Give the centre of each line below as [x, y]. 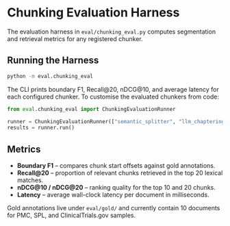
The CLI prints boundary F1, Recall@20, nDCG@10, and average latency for [113, 89]
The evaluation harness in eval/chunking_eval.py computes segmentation [112, 32]
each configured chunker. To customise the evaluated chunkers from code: [113, 97]
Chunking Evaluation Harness [93, 13]
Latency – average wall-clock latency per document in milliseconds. [113, 195]
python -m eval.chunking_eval [50, 76]
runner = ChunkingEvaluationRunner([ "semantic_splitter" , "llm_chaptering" [117, 121]
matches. [30, 180]
